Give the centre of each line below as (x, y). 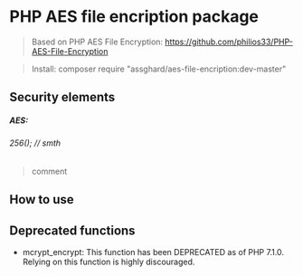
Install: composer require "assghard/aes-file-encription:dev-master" (159, 69)
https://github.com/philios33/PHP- (229, 42)
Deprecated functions (72, 230)
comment (49, 171)
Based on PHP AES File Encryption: (97, 42)
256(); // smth (35, 143)
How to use (42, 200)
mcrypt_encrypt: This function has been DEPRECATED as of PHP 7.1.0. (153, 252)
